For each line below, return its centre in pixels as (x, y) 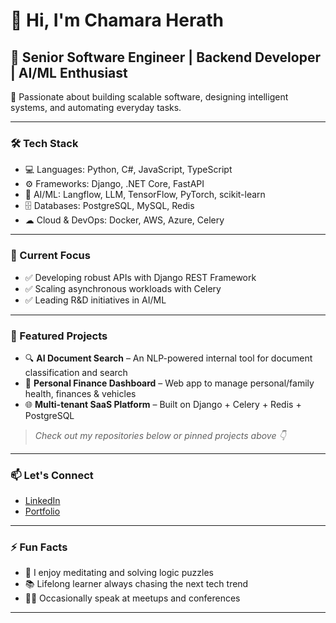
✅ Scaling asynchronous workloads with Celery (123, 288)
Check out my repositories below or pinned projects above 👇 (160, 435)
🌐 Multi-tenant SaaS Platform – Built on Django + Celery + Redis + (163, 404)
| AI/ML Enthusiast (69, 72)
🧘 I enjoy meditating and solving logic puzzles (119, 573)
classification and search (76, 372)
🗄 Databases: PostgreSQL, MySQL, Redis (109, 206)
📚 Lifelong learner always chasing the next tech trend (136, 584)
